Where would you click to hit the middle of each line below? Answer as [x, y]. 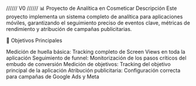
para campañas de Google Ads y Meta [53, 77]
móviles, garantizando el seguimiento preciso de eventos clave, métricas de [98, 23]
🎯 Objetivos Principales [34, 40]
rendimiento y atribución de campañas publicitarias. [69, 29]
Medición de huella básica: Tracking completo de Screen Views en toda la [96, 52]
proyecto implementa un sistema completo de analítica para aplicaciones [94, 17]
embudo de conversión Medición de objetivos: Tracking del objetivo [88, 64]
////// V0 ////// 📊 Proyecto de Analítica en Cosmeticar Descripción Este [92, 8]
